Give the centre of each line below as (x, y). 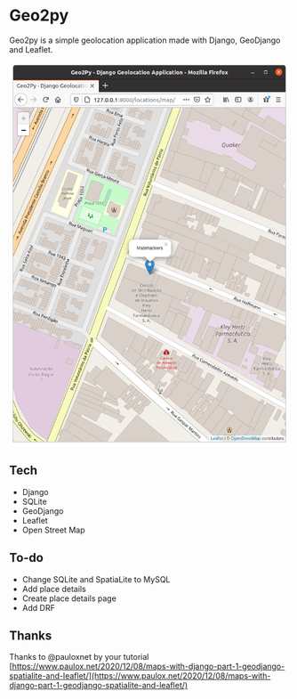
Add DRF (38, 607)
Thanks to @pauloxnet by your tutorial (79, 657)
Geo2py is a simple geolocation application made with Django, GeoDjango (145, 40)
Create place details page (69, 598)
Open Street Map (53, 530)
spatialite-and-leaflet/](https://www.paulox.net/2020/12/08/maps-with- (140, 676)
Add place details (54, 589)
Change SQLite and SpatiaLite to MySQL (96, 579)
